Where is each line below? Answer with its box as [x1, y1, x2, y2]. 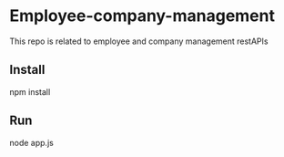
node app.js [9, 137, 55, 148]
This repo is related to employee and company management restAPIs [9, 36, 269, 47]
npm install [9, 86, 51, 97]
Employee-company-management [9, 5, 276, 26]
